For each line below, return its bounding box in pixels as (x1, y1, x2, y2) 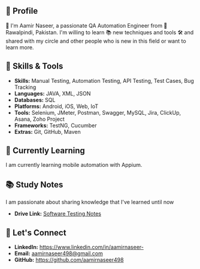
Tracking (14, 83, 37, 91)
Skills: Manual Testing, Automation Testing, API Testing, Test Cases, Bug (14, 77, 194, 84)
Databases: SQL (14, 96, 56, 103)
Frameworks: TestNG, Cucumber (14, 121, 97, 129)
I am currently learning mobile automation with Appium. (5, 162, 143, 169)
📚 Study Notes (5, 180, 63, 190)
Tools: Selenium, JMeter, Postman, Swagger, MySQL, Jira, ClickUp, (14, 109, 181, 116)
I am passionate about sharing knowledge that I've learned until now (5, 199, 174, 206)
